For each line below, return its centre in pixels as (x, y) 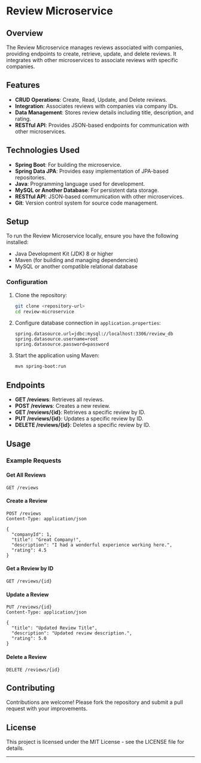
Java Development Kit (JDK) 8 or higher (64, 254)
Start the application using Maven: (57, 355)
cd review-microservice (45, 312)
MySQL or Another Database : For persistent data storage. (87, 190)
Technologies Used (43, 150)
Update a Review (28, 594)
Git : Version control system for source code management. (86, 203)
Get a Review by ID (30, 569)
